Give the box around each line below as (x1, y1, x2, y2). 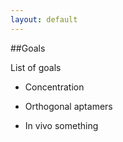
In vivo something (24, 119, 99, 131)
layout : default (10, 14, 78, 25)
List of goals (10, 61, 62, 73)
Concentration (24, 81, 85, 93)
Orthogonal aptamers (24, 100, 113, 112)
